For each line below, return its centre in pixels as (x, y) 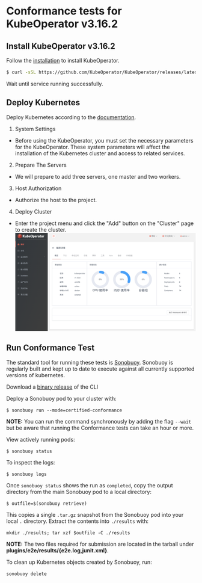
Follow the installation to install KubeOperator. (63, 60)
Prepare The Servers (41, 165)
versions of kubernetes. (35, 375)
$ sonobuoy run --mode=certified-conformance (64, 410)
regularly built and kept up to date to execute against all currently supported (100, 369)
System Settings (35, 129)
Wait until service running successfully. (55, 84)
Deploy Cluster (33, 211)
